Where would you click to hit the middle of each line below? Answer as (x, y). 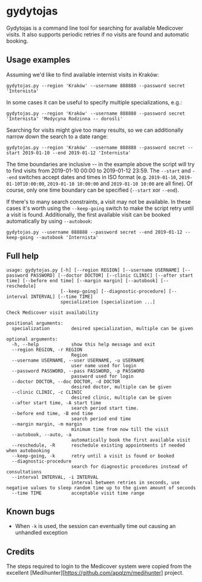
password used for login (103, 376)
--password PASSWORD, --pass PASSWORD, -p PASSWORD (78, 371)
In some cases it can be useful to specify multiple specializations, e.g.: (94, 102)
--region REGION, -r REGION (47, 350)
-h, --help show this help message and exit (83, 344)
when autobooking (28, 450)
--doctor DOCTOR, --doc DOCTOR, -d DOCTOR (66, 381)
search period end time (101, 419)
